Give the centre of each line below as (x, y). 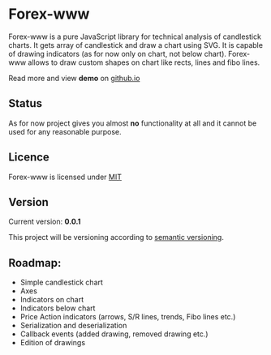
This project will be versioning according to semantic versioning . (116, 237)
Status (26, 103)
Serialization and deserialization (73, 326)
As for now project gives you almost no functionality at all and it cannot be (133, 123)
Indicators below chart (58, 308)
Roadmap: (35, 263)
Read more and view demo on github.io (74, 78)
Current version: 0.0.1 (45, 222)
